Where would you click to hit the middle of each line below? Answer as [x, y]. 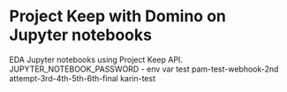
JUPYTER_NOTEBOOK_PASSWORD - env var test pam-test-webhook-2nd [144, 69]
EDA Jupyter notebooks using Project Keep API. [96, 59]
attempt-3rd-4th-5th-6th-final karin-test [83, 78]
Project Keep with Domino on [118, 16]
